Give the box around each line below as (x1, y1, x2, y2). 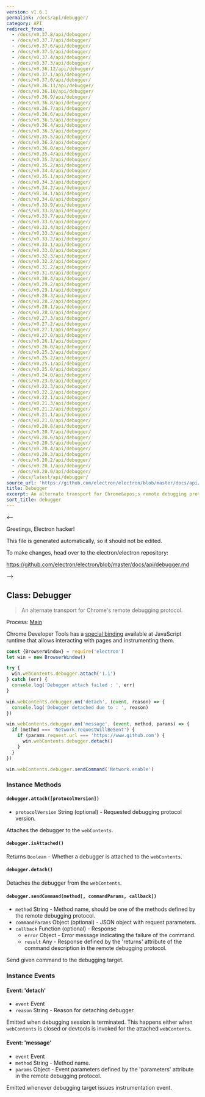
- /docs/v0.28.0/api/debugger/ (12, 309, 92, 316)
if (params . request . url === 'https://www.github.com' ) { (17, 733, 165, 739)
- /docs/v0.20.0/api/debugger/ (12, 468, 92, 475)
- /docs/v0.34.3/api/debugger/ (12, 179, 92, 185)
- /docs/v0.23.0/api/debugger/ (12, 378, 92, 384)
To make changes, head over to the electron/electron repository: (6, 548, 169, 556)
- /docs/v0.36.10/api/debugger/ (12, 88, 95, 95)
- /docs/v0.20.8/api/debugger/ (12, 423, 92, 429)
